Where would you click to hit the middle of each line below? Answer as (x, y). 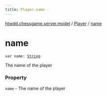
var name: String (23, 56)
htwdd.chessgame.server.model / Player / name (53, 23)
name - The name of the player (35, 88)
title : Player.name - (27, 10)
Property (16, 77)
